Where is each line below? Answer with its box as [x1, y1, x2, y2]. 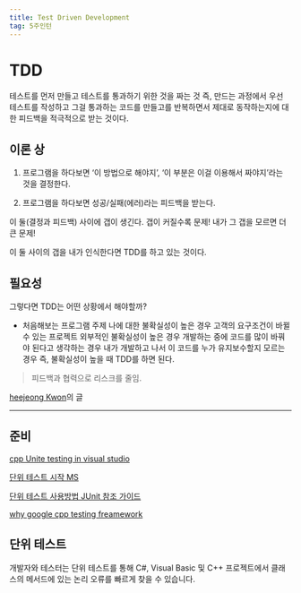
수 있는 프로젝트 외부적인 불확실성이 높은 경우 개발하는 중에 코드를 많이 [21, 331, 269, 342]
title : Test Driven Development [9, 13, 130, 22]
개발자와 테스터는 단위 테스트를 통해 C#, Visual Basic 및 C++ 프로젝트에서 [9, 562, 270, 573]
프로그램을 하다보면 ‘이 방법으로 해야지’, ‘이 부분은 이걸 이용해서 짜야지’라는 [21, 168, 284, 178]
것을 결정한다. [21, 178, 72, 189]
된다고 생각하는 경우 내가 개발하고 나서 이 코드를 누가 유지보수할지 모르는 [31, 342, 286, 354]
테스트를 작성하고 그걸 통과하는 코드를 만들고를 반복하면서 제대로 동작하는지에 [9, 102, 280, 113]
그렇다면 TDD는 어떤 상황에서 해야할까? [9, 301, 148, 312]
